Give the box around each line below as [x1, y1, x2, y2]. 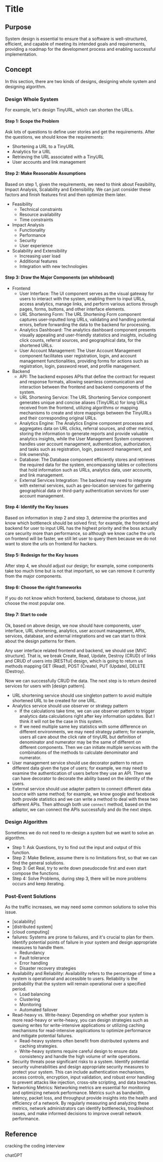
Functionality [19, 227, 45, 233]
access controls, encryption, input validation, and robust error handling [12, 1074, 155, 1080]
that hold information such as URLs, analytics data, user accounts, [19, 467, 152, 473]
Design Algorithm [5, 819, 48, 826]
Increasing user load [19, 253, 61, 259]
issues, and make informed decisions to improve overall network [12, 1111, 142, 1117]
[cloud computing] [12, 929, 50, 935]
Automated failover [19, 1007, 58, 1013]
